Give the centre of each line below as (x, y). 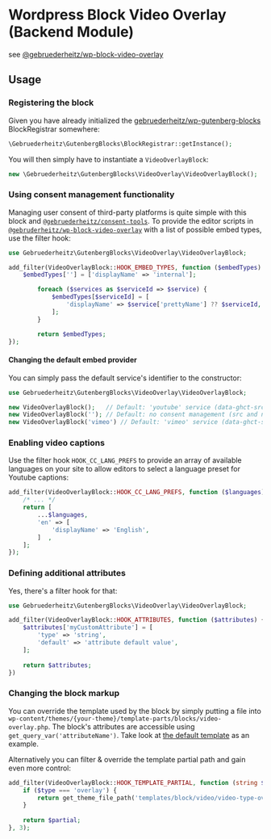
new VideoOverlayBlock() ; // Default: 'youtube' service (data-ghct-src (137, 407)
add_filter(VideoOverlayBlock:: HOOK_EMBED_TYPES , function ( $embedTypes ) (135, 267)
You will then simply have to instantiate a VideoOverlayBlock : (108, 159)
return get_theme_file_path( (86, 798)
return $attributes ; (57, 665)
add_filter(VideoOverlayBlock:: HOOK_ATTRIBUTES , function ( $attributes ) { (137, 620)
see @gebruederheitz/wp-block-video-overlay (86, 54)
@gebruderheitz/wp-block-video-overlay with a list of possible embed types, (135, 229)
